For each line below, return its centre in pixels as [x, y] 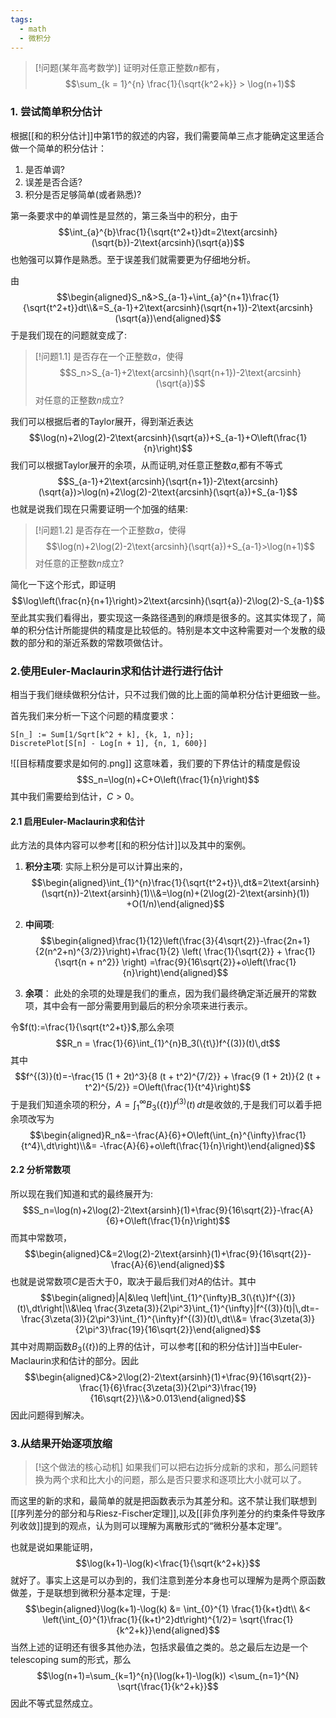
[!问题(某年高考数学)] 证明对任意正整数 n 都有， [129, 68]
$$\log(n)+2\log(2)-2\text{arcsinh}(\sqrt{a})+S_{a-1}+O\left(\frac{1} [168, 437]
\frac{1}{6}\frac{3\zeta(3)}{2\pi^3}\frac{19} [168, 1387]
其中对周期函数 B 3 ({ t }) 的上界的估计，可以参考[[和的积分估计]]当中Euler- [156, 1347]
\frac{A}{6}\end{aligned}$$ [168, 1264]
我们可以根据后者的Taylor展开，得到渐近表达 [102, 421]
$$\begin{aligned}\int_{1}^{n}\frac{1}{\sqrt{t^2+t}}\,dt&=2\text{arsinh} [175, 883]
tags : [21, 19]
